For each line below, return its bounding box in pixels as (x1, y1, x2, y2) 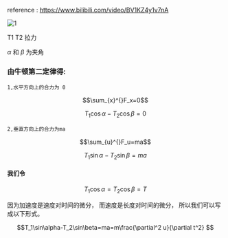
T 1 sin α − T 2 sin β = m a (83, 151, 148, 161)
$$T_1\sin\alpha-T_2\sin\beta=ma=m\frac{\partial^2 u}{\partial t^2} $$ (16, 223, 214, 231)
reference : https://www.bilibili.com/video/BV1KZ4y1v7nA (7, 6, 169, 14)
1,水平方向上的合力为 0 (7, 84, 66, 91)
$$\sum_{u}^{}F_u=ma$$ (80, 138, 151, 147)
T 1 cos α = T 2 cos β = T (83, 185, 148, 195)
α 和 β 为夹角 (7, 48, 45, 56)
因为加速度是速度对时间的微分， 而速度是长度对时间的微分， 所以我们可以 (7, 201, 215, 209)
